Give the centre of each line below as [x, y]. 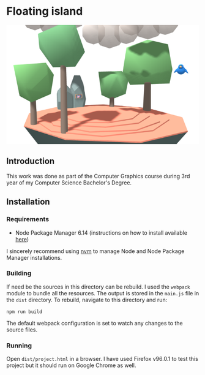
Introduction [31, 161]
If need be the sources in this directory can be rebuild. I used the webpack [99, 287]
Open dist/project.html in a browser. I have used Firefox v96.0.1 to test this [102, 359]
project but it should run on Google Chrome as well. [71, 365]
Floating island [45, 11]
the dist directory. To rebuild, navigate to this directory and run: [87, 300]
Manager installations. [34, 257]
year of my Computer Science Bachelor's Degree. [69, 183]
